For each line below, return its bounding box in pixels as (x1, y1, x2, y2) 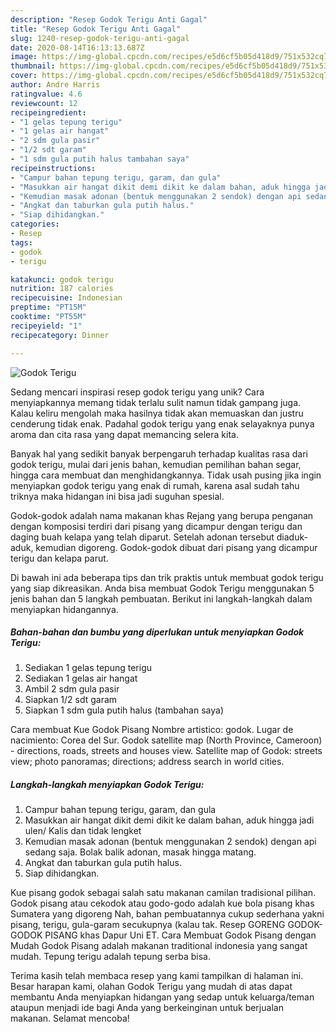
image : (10, 52, 38, 62)
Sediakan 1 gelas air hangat (24, 672, 138, 685)
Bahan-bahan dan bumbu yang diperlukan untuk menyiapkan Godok (10, 626, 305, 638)
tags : (10, 237, 33, 248)
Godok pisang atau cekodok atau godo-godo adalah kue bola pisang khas (10, 897, 315, 910)
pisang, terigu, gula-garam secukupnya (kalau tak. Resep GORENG (10, 919, 286, 931)
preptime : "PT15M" (10, 302, 87, 313)
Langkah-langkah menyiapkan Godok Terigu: (10, 779, 205, 791)
